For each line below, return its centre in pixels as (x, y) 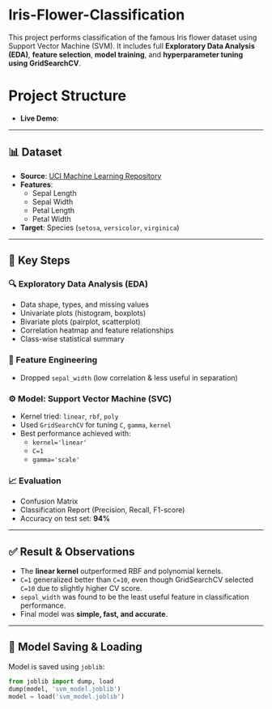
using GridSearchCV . (45, 63)
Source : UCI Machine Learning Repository (91, 176)
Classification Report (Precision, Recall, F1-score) (102, 510)
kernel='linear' (59, 443)
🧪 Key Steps (39, 261)
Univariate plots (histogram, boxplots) (83, 313)
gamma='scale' (56, 460)
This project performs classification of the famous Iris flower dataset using (133, 37)
